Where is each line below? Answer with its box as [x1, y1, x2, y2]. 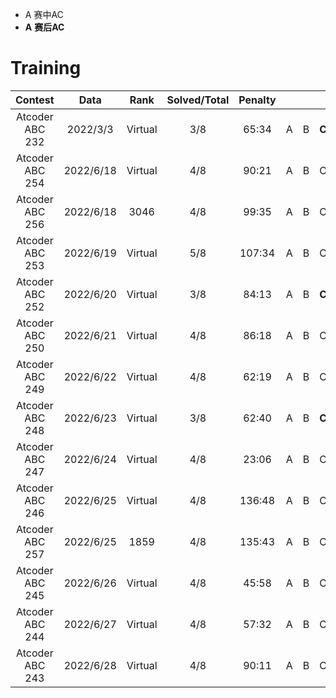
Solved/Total [166, 93, 230, 107]
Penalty [238, 93, 277, 107]
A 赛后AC [24, 21, 65, 33]
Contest [15, 93, 55, 107]
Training [10, 57, 82, 80]
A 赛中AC [24, 9, 64, 20]
